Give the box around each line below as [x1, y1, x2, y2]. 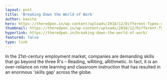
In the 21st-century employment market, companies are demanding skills [5, 53, 155, 59]
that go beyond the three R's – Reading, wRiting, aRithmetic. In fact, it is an [5, 58, 158, 65]
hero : [5, 21, 16, 26]
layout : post [5, 7, 32, 12]
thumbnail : [5, 26, 28, 31]
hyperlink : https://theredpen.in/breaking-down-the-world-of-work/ [5, 30, 148, 35]
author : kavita [5, 16, 37, 21]
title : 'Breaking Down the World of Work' [5, 12, 94, 17]
